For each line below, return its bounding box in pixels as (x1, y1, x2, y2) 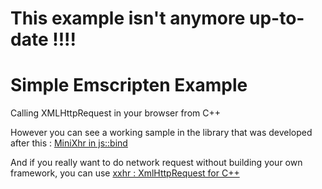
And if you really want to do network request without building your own (10, 157, 303, 169)
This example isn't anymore (10, 7, 246, 30)
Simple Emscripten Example (10, 74, 248, 97)
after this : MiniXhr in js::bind (10, 137, 128, 149)
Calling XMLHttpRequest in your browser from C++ (10, 107, 222, 119)
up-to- (248, 7, 305, 30)
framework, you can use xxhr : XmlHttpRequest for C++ (10, 167, 240, 179)
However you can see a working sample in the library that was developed (10, 127, 313, 139)
